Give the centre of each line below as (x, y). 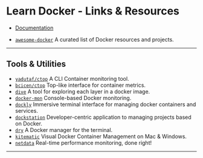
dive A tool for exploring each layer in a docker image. (82, 91)
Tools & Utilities (36, 64)
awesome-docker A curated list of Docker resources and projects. (94, 39)
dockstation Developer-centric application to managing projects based (103, 117)
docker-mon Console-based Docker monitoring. (73, 98)
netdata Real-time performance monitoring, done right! (83, 142)
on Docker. (28, 123)
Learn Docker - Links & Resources (93, 11)
